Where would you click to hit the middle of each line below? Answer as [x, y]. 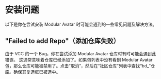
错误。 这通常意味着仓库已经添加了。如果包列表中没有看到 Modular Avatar [79, 60]
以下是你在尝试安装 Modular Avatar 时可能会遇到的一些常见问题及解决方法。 [81, 24]
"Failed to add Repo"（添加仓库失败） [63, 41]
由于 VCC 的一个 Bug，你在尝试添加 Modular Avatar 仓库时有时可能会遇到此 [80, 53]
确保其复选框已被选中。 [37, 72]
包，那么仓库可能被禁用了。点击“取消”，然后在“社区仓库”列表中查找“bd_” [78, 65]
